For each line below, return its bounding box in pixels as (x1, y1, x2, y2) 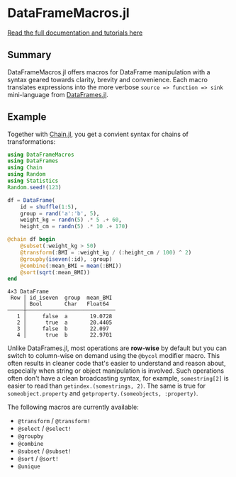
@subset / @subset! (17, 447, 72, 455)
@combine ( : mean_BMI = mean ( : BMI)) (20, 262, 122, 269)
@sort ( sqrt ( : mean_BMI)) (20, 269, 91, 276)
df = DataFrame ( (7, 196, 55, 203)
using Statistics (7, 177, 59, 185)
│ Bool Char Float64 (23, 301, 110, 308)
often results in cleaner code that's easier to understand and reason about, (7, 359, 226, 368)
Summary (7, 49, 52, 61)
